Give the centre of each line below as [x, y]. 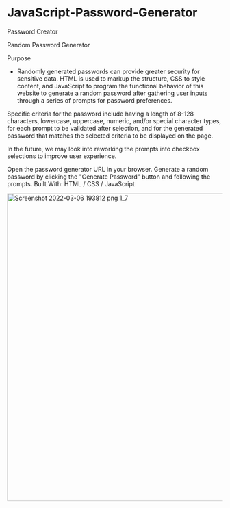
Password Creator [33, 31]
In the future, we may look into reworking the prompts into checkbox [104, 149]
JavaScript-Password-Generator [102, 13]
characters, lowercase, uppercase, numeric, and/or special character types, [114, 120]
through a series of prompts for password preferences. [94, 100]
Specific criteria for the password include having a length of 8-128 [100, 114]
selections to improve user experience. [62, 156]
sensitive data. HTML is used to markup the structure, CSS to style [111, 78]
